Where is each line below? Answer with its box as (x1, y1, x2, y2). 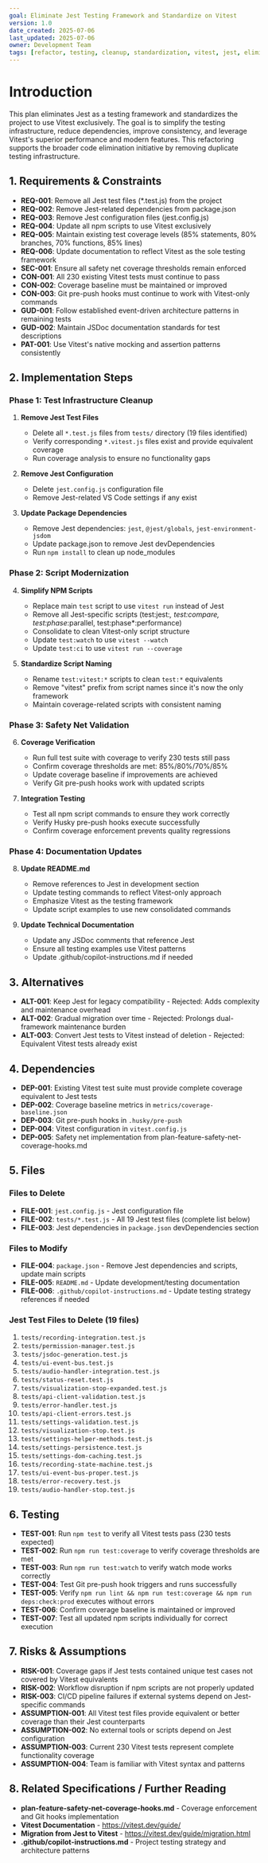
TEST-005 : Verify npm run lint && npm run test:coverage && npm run (20, 1588, 252, 1598)
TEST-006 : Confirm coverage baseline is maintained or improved (20, 1605, 235, 1615)
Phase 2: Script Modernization (9, 567, 130, 579)
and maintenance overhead (20, 1005, 111, 1015)
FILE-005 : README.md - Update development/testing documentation (20, 1277, 240, 1287)
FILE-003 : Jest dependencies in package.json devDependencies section (20, 1222, 259, 1232)
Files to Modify (9, 1242, 68, 1253)
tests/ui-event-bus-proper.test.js (20, 1469, 139, 1477)
